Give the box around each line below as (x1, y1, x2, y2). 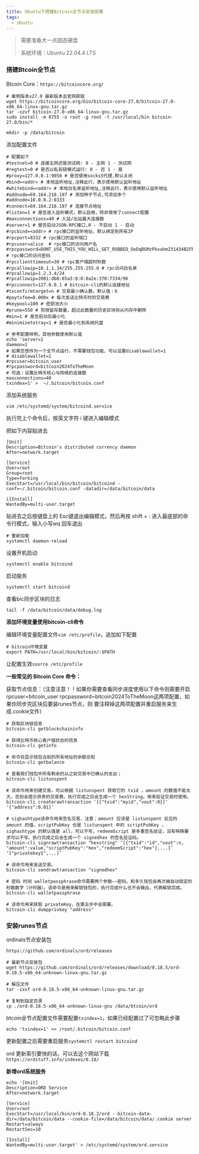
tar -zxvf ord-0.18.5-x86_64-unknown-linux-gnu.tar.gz (6, 987, 145, 992)
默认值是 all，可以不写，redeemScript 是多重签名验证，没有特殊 (42, 828, 185, 834)
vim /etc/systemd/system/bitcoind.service (6, 403, 113, 409)
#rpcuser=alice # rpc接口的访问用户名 (6, 241, 98, 247)
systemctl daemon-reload (6, 538, 68, 544)
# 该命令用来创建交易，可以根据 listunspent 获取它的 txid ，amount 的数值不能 (6, 788, 187, 793)
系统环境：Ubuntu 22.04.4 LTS (20, 49, 96, 56)
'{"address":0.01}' (6, 804, 54, 810)
